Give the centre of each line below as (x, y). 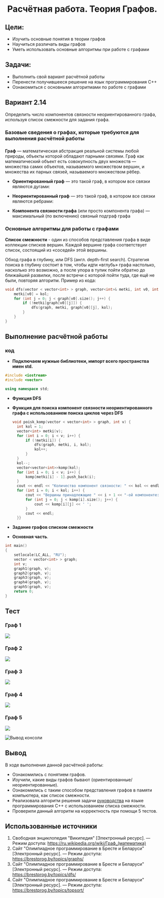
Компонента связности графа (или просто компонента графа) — (81, 211)
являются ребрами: (33, 201)
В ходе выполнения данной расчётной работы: (54, 765)
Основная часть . (30, 537)
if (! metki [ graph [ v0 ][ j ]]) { (52, 303)
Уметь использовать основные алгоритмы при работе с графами (81, 49)
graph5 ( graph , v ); (33, 587)
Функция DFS (27, 398)
